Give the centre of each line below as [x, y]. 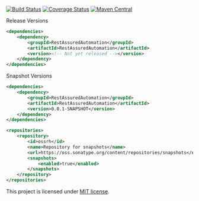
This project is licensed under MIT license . [58, 192]
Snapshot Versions [29, 76]
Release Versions [27, 20]
